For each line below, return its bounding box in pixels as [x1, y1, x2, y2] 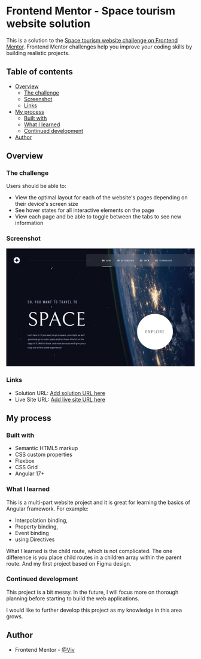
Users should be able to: [6, 183, 67, 190]
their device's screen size [14, 201, 79, 208]
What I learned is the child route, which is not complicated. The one [6, 547, 173, 554]
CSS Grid [14, 464, 38, 471]
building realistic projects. [6, 49, 70, 56]
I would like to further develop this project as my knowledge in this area [6, 606, 182, 614]
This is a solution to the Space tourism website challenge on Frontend [6, 37, 178, 44]
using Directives [14, 536, 55, 543]
